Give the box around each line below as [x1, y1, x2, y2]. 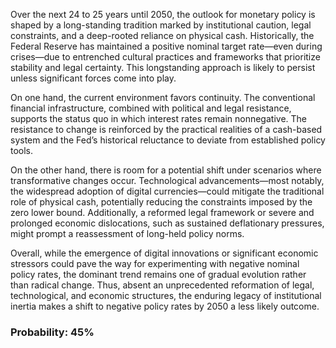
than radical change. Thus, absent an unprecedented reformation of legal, [10, 279, 315, 291]
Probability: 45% [10, 325, 95, 339]
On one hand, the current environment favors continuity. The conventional [10, 92, 316, 103]
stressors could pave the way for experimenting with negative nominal [10, 258, 300, 269]
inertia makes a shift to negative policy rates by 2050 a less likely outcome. [10, 300, 320, 312]
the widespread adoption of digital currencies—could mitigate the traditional [10, 185, 325, 197]
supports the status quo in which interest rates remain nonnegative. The [10, 113, 307, 124]
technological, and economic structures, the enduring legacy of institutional [10, 290, 322, 301]
